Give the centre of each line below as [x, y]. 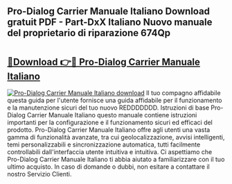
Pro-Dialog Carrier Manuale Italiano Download [108, 11]
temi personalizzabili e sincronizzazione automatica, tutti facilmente [104, 144]
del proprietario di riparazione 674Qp [89, 33]
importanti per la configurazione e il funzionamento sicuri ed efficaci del [110, 122]
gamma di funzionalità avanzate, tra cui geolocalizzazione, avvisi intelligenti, [116, 137]
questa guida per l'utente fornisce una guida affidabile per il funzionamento [115, 100]
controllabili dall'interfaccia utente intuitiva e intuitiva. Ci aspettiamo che [110, 152]
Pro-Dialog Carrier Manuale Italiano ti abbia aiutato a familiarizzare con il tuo [116, 159]
